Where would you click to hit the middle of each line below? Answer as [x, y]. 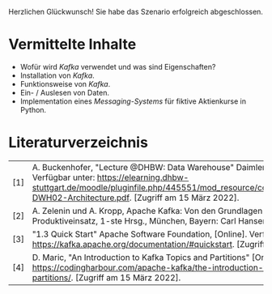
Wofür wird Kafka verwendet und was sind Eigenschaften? [118, 66]
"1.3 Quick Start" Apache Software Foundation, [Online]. [140, 234]
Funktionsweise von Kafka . [65, 83]
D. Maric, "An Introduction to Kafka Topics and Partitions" [141, 257]
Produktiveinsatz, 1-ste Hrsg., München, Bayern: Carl [134, 220]
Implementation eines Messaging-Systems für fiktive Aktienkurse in [133, 101]
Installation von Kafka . [57, 75]
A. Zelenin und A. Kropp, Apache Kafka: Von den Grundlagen [147, 211]
